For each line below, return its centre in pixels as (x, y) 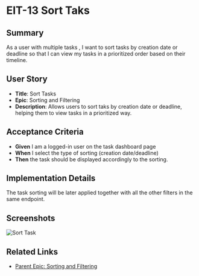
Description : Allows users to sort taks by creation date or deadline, (98, 106)
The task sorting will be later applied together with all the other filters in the (99, 193)
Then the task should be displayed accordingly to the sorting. (91, 159)
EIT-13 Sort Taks (48, 11)
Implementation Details (51, 178)
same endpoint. (26, 199)
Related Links (32, 252)
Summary (25, 33)
